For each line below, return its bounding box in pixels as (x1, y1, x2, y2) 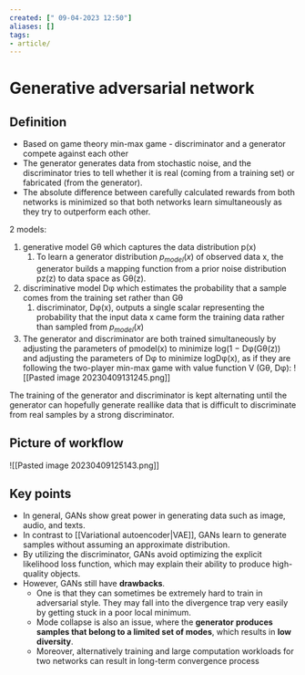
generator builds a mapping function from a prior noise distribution (36, 264, 287, 275)
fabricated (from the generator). (22, 177, 143, 188)
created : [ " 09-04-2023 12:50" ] (9, 13, 132, 23)
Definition (9, 114, 66, 130)
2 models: (9, 224, 47, 235)
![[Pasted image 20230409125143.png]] (9, 460, 159, 471)
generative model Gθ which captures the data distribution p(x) (22, 242, 257, 253)
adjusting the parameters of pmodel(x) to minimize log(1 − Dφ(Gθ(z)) (22, 343, 281, 354)
